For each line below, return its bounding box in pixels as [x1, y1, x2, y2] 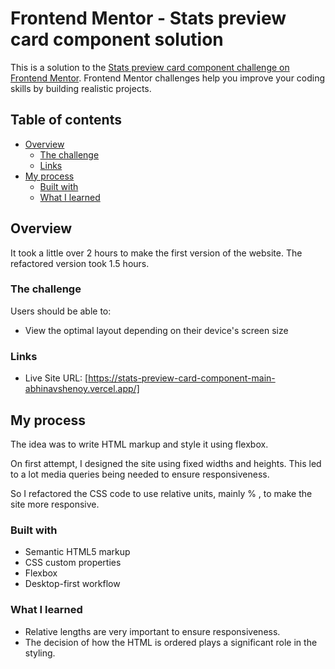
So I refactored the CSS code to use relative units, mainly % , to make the [10, 487, 313, 499]
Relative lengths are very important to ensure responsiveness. [24, 625, 281, 637]
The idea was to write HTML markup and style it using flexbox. [10, 438, 269, 450]
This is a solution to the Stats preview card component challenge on [10, 61, 290, 73]
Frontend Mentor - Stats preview [10, 7, 287, 30]
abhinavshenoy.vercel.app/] [24, 383, 140, 395]
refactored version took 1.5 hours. [10, 257, 150, 269]
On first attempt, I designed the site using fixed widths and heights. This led [10, 457, 322, 469]
